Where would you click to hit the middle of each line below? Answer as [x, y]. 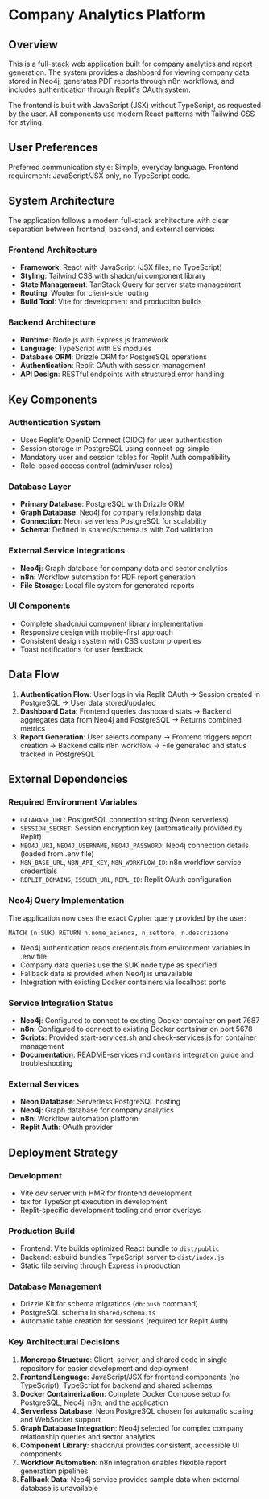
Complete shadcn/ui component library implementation [112, 623]
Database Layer [40, 487]
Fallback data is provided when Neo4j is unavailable [106, 973]
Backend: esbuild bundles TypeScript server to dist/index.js [122, 1257]
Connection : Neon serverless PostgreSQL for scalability [113, 521]
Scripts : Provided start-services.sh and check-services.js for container [138, 1037]
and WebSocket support [60, 1419]
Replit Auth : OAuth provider [66, 1127]
